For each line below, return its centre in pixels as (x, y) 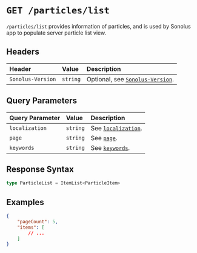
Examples (25, 202)
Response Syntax (40, 169)
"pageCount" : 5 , (38, 221)
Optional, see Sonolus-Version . (130, 79)
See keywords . (110, 147)
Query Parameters (42, 101)
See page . (104, 138)
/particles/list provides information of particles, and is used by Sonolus (98, 26)
